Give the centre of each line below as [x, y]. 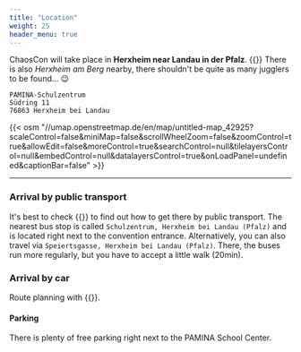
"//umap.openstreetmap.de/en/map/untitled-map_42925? [148, 127]
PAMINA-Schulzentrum [48, 95]
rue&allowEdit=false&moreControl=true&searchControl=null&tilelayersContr [149, 146]
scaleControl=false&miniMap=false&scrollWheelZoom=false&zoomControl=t [150, 137]
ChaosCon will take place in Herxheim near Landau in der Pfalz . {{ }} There [148, 60]
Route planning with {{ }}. [55, 297]
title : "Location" [43, 17]
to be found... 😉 [39, 79]
